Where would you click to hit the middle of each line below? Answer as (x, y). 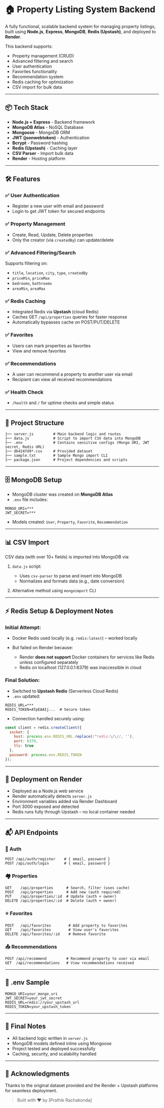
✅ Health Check (24, 392)
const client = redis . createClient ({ (43, 728)
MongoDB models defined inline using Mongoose (62, 1043)
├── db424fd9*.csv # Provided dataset (49, 452)
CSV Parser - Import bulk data (43, 153)
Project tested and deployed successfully (54, 1048)
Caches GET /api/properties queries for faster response (70, 317)
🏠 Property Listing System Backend (80, 10)
